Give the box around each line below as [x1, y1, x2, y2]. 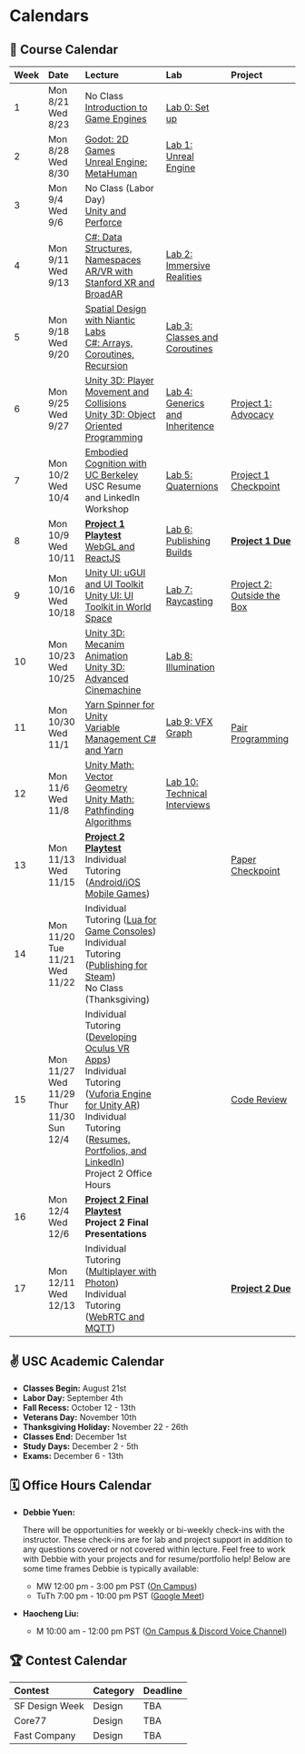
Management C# [84, 733, 157, 745]
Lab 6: [165, 523, 193, 535]
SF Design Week [14, 1699, 84, 1712]
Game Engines [84, 113, 147, 125]
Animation [84, 650, 129, 662]
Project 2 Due [231, 1283, 291, 1294]
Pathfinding [84, 805, 134, 816]
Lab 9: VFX [165, 715, 213, 728]
